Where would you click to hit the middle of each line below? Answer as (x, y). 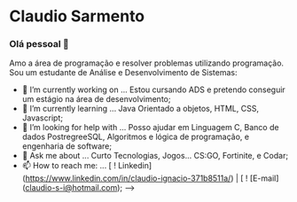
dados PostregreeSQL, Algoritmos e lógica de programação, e (136, 137)
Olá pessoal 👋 (39, 44)
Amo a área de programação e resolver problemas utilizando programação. (147, 63)
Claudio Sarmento (77, 16)
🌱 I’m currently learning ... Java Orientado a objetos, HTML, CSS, (141, 109)
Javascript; (43, 118)
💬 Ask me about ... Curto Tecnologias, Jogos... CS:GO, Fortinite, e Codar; (155, 156)
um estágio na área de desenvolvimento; (96, 99)
